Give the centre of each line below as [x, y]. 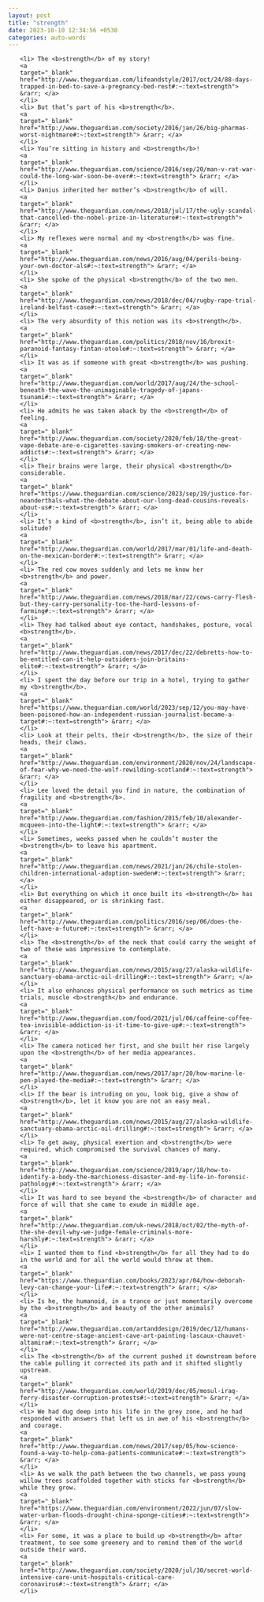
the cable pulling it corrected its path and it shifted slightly [131, 1364]
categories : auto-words [47, 37]
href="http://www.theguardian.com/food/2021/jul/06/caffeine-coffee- [136, 1018]
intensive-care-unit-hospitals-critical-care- [97, 1578]
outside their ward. [53, 1550]
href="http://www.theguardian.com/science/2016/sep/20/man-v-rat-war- [138, 170]
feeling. [34, 418]
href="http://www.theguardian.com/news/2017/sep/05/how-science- [129, 1447]
